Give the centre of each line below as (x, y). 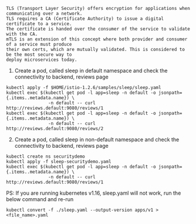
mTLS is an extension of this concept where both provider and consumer (97, 39)
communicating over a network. (44, 13)
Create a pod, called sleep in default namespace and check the (91, 71)
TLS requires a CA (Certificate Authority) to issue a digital (85, 19)
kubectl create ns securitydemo (45, 157)
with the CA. (22, 34)
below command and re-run (40, 199)
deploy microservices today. (42, 60)
